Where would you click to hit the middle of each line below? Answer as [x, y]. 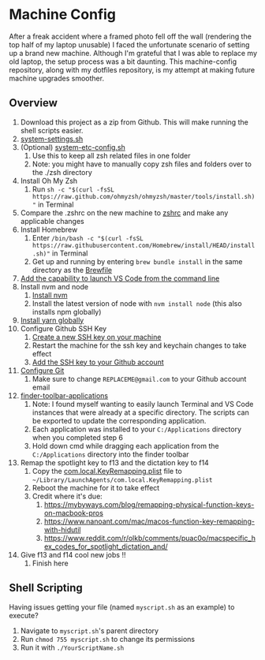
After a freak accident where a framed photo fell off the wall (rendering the [130, 36]
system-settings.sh [52, 139]
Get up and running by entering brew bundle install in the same [137, 261]
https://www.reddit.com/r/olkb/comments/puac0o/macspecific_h [149, 538]
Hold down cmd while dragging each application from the [125, 446]
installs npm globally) [67, 311]
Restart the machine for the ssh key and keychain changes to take [139, 345]
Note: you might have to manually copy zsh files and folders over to [142, 164]
